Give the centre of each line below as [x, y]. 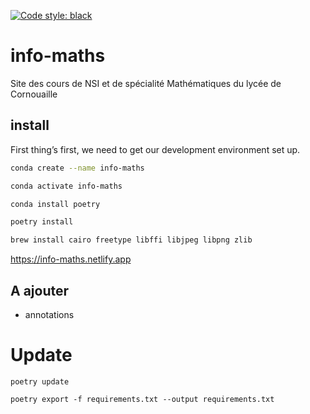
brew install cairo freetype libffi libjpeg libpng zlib [131, 240]
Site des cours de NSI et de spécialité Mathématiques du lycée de [146, 83]
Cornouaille [34, 94]
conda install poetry [55, 204]
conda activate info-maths [66, 186]
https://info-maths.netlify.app [71, 259]
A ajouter [40, 290]
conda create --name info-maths [77, 168]
